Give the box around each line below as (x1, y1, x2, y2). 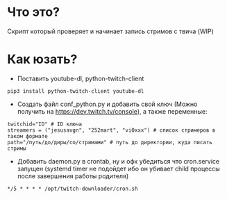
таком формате (7, 132, 49, 139)
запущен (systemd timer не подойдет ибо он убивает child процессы (17, 164, 220, 173)
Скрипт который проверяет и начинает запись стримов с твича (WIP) (7, 27, 214, 35)
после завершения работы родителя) (17, 171, 129, 180)
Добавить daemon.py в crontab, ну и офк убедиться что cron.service (17, 157, 220, 165)
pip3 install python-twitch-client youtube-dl (7, 87, 144, 94)
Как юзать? (7, 51, 78, 67)
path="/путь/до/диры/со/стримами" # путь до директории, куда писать (7, 139, 213, 146)
